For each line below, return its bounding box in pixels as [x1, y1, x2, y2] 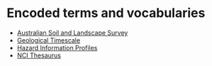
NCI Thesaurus [16, 51, 62, 60]
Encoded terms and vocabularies [6, 5, 206, 21]
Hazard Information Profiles [16, 43, 98, 52]
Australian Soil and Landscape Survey [16, 28, 128, 37]
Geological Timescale [16, 35, 81, 44]
